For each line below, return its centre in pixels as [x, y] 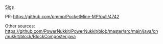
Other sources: [20, 26]
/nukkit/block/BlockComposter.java [40, 36]
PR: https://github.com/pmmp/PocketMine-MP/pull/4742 [62, 16]
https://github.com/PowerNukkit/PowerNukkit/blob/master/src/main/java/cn [81, 31]
